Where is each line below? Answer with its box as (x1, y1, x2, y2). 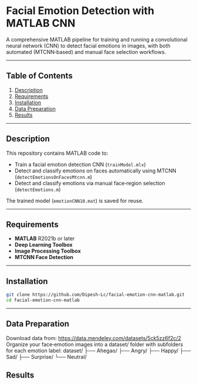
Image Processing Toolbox (14, 247, 81, 254)
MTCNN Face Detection (14, 254, 73, 261)
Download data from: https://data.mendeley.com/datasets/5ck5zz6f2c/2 (6, 334, 182, 341)
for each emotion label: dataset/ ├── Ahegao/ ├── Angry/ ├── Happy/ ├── (6, 347, 191, 354)
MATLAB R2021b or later (14, 235, 75, 242)
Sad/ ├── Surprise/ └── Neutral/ (6, 353, 87, 360)
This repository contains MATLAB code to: (6, 149, 108, 157)
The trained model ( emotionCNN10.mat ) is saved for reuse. (6, 197, 144, 204)
